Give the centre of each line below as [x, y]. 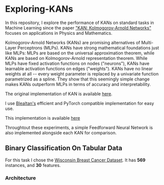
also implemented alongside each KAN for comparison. [61, 132]
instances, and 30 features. [33, 165]
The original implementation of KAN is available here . [59, 94]
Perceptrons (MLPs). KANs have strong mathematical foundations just [88, 48]
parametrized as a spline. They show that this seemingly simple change [77, 79]
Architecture [21, 178]
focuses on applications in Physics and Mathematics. [59, 33]
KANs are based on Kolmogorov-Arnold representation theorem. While [76, 58]
